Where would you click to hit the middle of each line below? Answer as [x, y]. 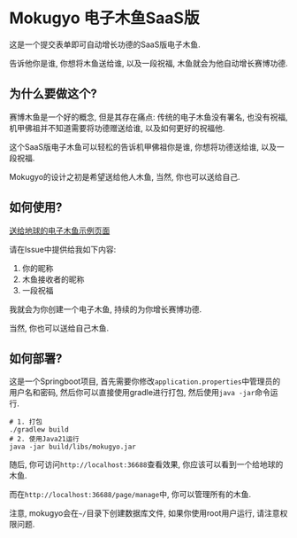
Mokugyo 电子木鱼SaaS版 [104, 18]
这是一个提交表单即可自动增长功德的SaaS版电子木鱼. [105, 44]
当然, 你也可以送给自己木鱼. [59, 328]
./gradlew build [39, 430]
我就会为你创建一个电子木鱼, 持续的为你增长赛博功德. [106, 309]
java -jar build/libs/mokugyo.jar [73, 447]
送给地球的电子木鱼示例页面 [60, 230]
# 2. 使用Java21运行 [44, 440]
